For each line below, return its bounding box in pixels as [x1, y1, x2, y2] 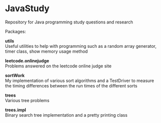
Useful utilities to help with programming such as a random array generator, [5, 43, 157, 49]
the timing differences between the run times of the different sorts [5, 82, 138, 88]
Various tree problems [5, 97, 50, 103]
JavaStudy [5, 3, 50, 14]
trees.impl [5, 107, 26, 113]
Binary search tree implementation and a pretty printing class [5, 112, 128, 118]
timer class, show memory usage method [5, 48, 88, 54]
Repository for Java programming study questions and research [5, 19, 133, 25]
